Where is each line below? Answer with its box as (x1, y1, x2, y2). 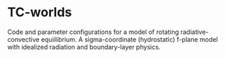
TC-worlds (7, 4, 72, 21)
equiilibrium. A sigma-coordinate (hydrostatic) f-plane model (40, 35, 219, 43)
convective (7, 35, 40, 43)
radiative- (180, 28, 209, 36)
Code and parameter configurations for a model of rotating (7, 28, 180, 36)
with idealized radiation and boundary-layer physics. (7, 42, 161, 51)
